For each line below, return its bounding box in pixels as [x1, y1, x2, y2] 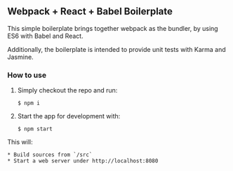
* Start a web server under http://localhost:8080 [7, 158, 159, 165]
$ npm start [17, 125, 53, 132]
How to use [7, 70, 47, 80]
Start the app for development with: [17, 112, 121, 121]
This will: [7, 138, 33, 146]
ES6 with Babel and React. [7, 32, 84, 40]
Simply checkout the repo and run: [17, 86, 118, 95]
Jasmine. [7, 53, 34, 61]
